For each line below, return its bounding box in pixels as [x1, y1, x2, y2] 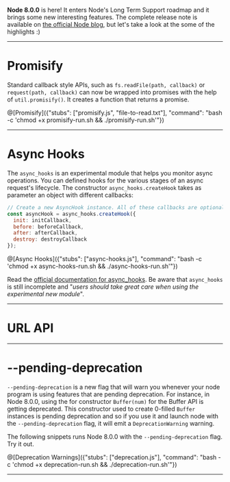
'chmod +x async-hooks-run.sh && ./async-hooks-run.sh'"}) [7, 262, 178, 270]
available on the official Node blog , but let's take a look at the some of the [7, 21, 215, 28]
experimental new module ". [7, 290, 84, 298]
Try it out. [7, 439, 34, 448]
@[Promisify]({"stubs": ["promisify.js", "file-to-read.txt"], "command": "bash [7, 108, 222, 117]
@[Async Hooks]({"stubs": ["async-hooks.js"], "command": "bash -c [7, 255, 202, 263]
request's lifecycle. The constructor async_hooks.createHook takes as [7, 183, 202, 191]
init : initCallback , [13, 217, 72, 224]
